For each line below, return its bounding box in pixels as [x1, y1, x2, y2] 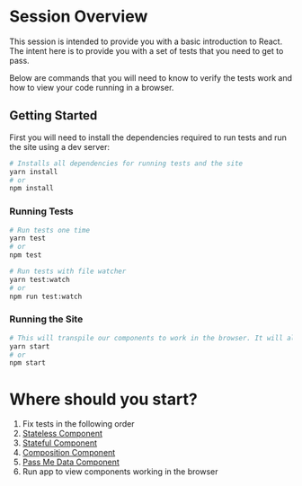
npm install [9, 184, 54, 193]
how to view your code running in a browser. [9, 82, 174, 93]
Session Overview [9, 6, 148, 27]
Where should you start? [9, 389, 198, 410]
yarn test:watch [9, 275, 70, 284]
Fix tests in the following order [22, 419, 135, 429]
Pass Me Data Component [22, 456, 120, 468]
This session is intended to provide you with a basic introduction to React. [9, 36, 283, 47]
